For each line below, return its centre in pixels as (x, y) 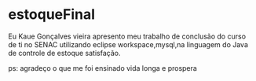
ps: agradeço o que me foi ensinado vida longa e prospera (103, 68)
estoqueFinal (52, 15)
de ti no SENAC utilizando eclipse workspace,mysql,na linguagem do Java (128, 44)
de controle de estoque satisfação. (64, 53)
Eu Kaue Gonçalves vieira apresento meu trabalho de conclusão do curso (127, 36)
